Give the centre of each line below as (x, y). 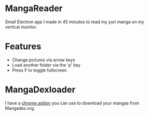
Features (23, 47)
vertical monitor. (21, 27)
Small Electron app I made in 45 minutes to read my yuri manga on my (75, 22)
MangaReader (34, 8)
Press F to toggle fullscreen (39, 70)
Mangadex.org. (20, 108)
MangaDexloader (40, 90)
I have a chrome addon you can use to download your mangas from (72, 103)
